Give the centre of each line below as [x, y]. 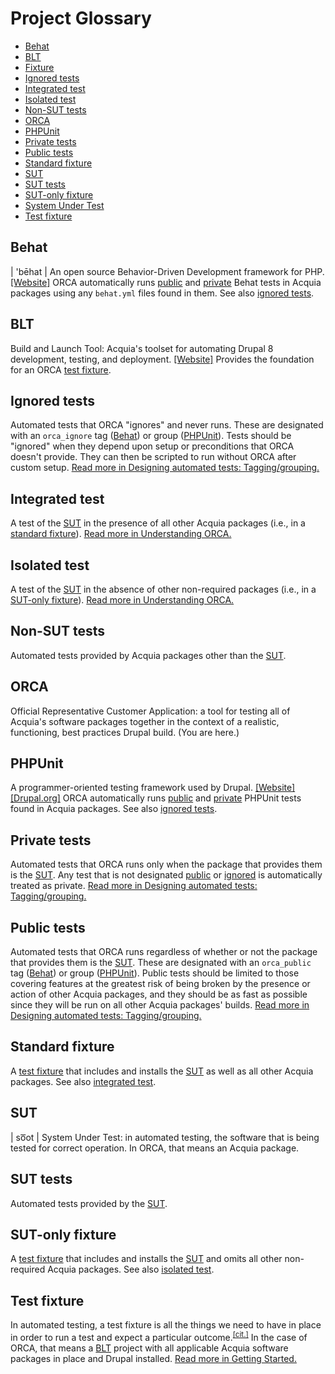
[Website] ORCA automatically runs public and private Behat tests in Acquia [166, 282]
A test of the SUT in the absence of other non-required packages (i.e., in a [163, 589]
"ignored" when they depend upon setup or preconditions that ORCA [152, 446]
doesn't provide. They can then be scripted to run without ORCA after [153, 457]
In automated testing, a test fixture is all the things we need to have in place [166, 1325]
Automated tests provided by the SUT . [89, 1203]
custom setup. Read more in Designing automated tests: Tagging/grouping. [165, 468]
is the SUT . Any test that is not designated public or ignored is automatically [166, 875]
